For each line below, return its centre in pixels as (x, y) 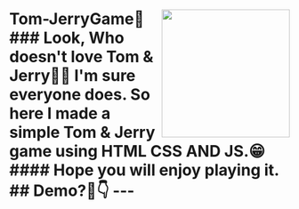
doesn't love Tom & (81, 57)
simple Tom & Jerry (82, 133)
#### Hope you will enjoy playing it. (144, 170)
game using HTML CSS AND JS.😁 (137, 152)
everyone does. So (80, 95)
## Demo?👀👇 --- (72, 191)
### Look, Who (67, 38)
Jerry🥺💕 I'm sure (73, 76)
